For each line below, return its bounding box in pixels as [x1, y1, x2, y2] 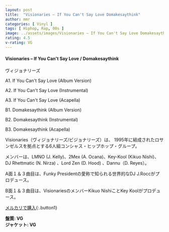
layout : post [5, 7, 33, 13]
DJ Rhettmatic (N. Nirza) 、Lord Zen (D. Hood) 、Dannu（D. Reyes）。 [5, 160, 149, 166]
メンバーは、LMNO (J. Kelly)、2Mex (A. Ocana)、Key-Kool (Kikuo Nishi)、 [5, 153, 159, 160]
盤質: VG [5, 215, 24, 221]
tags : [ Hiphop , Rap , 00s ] [5, 26, 64, 31]
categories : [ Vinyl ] [5, 21, 53, 27]
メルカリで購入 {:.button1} [5, 204, 58, 210]
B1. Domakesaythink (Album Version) [5, 107, 82, 113]
